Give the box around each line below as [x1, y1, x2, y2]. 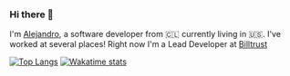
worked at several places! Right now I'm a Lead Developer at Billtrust [9, 39, 267, 50]
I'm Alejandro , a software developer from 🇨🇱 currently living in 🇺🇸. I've [9, 29, 281, 40]
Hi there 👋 [9, 8, 55, 21]
